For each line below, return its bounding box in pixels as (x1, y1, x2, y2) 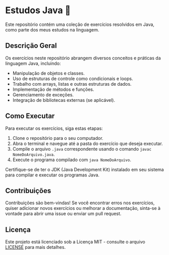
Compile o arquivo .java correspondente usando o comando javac (12, 145, 152, 152)
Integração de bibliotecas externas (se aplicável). (12, 97, 115, 103)
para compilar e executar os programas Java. (5, 172, 100, 178)
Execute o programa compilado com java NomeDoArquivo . (12, 157, 131, 163)
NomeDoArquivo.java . (12, 151, 55, 157)
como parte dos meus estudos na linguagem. (5, 26, 99, 32)
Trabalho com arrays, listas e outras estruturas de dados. (12, 81, 132, 87)
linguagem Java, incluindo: (5, 60, 61, 66)
